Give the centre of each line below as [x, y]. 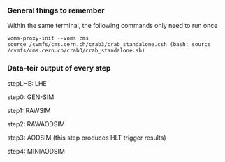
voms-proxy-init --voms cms [48, 38]
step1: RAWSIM [29, 110]
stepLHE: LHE [27, 83]
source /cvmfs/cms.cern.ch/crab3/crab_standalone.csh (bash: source [109, 45]
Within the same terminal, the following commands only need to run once [112, 26]
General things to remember [56, 10]
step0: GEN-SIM [31, 97]
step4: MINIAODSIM [36, 151]
